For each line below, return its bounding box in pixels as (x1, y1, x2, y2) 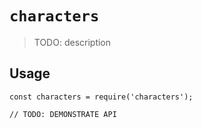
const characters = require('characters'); (9, 92, 194, 102)
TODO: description (33, 36, 112, 48)
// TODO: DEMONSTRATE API (9, 109, 117, 119)
